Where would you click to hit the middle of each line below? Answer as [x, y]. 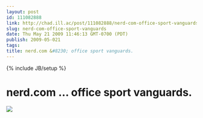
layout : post [23, 12]
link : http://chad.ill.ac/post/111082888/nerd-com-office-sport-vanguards [102, 23]
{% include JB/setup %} [36, 68]
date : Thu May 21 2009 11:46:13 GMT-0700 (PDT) [67, 34]
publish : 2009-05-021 [34, 40]
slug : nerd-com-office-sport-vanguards [56, 29]
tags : [13, 46]
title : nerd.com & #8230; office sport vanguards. [70, 51]
